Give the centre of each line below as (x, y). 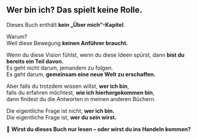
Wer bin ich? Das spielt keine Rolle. (74, 10)
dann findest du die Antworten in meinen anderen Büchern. (81, 99)
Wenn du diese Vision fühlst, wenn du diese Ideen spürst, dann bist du (95, 55)
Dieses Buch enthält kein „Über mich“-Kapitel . (66, 24)
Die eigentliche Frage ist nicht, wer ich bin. (61, 111)
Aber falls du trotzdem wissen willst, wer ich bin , (68, 86)
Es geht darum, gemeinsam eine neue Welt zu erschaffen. (81, 74)
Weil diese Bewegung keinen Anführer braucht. (67, 43)
